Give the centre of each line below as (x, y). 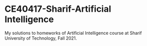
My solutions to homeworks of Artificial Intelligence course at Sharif (73, 33)
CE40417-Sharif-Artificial (58, 9)
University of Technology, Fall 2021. (41, 38)
